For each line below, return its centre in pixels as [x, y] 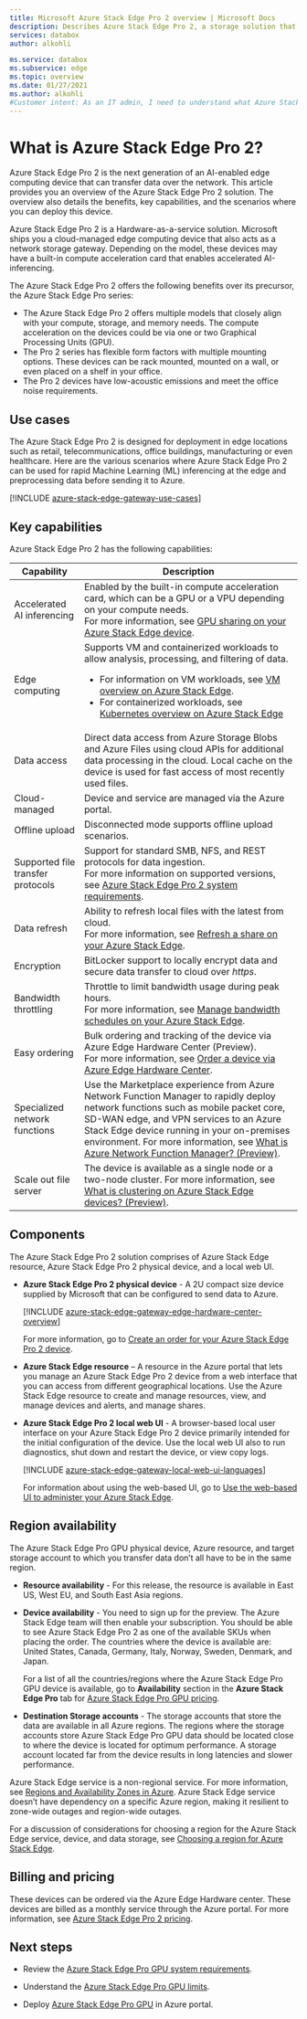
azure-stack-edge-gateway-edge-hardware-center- [164, 1311]
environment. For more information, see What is [186, 1142]
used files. [106, 784]
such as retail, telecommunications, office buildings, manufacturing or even [151, 451]
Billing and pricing [62, 1877]
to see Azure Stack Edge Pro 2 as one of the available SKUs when [147, 1632]
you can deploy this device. [61, 212]
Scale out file [42, 1179]
